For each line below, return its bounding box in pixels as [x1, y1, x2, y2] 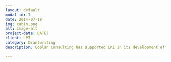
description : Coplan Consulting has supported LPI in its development [5, 45, 158, 50]
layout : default [5, 7, 40, 13]
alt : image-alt [5, 26, 38, 31]
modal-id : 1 [5, 12, 31, 17]
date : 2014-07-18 [5, 17, 42, 22]
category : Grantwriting [5, 40, 56, 45]
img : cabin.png [5, 21, 38, 27]
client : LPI [5, 36, 31, 41]
